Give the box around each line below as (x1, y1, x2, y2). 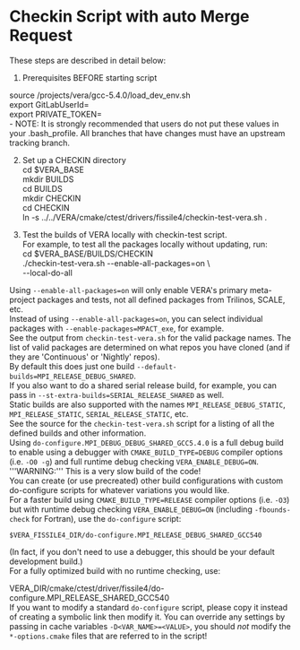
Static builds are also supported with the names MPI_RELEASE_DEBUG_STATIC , (9, 399, 287, 410)
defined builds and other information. (9, 428, 147, 438)
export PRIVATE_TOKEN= (9, 108, 103, 119)
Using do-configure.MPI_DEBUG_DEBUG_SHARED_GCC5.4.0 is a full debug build (9, 437, 284, 447)
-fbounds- (253, 505, 291, 515)
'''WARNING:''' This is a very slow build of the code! (9, 465, 201, 476)
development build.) (9, 556, 83, 567)
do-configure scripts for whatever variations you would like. (9, 484, 230, 495)
